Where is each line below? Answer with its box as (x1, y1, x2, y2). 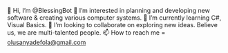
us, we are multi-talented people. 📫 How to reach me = (7, 29, 166, 37)
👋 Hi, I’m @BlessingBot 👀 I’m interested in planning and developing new (7, 7, 211, 14)
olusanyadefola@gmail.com (7, 38, 86, 46)
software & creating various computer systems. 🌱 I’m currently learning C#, (7, 14, 222, 22)
